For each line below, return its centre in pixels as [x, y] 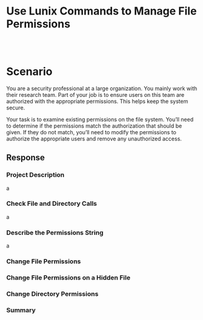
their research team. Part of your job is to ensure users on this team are [95, 94]
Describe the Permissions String [55, 232]
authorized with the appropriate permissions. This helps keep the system [97, 101]
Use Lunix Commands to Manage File [101, 11]
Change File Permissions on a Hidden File [68, 278]
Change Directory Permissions [52, 293]
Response [26, 158]
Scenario [29, 72]
